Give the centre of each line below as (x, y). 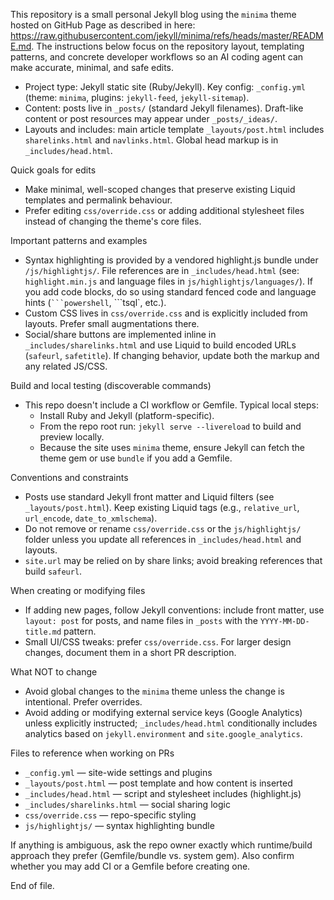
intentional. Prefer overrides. (83, 702)
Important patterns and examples (79, 240)
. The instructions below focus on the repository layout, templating (168, 46)
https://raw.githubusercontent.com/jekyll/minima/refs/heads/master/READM (167, 35)
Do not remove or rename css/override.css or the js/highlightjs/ (163, 528)
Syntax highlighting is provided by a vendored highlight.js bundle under (171, 260)
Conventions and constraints (69, 477)
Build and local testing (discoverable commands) (111, 385)
